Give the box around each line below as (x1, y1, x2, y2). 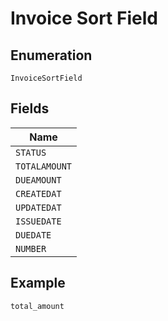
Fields (10, 100, 50, 117)
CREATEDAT (15, 188, 62, 199)
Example (10, 275, 66, 292)
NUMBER (15, 243, 47, 254)
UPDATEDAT (15, 202, 62, 213)
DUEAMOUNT (15, 174, 62, 186)
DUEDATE (15, 229, 52, 241)
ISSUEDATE (15, 215, 62, 227)
